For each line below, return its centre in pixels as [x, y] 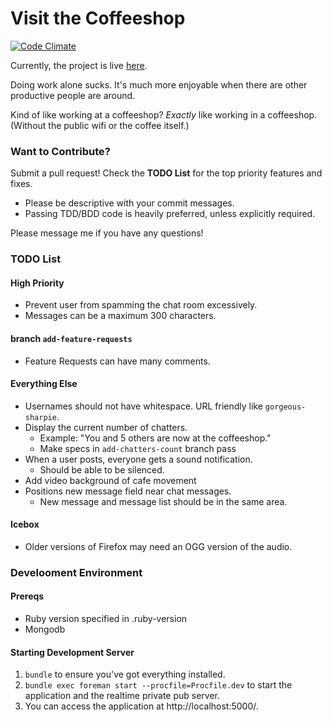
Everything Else [44, 384]
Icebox [25, 524]
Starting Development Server [72, 652]
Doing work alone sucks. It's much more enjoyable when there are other [159, 84]
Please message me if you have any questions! [107, 233]
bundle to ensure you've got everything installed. [125, 674]
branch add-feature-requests [71, 338]
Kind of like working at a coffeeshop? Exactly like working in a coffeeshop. [164, 114]
